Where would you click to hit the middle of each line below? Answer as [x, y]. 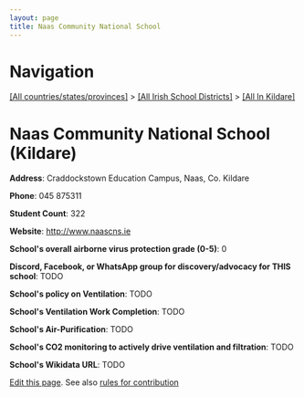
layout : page [34, 18]
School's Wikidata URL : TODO [68, 365]
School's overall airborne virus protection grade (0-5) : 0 [118, 249]
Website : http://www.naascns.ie [70, 231]
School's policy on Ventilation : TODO [81, 294]
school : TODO [37, 277]
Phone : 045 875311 [46, 196]
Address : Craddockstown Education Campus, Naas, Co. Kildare [130, 178]
